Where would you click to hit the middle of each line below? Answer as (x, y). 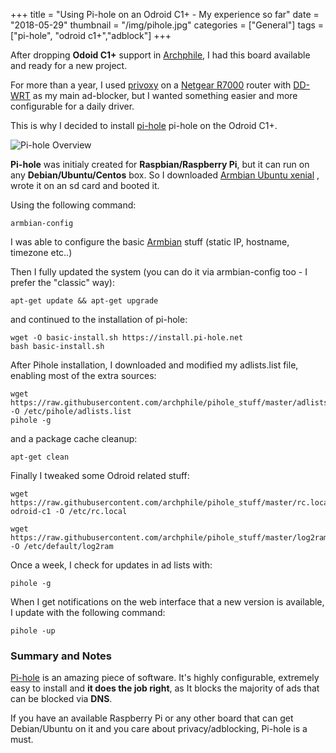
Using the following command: (73, 205)
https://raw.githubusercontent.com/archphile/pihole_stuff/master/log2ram (169, 538)
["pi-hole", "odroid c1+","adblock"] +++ (91, 35)
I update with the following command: (88, 612)
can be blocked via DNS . (61, 699)
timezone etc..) (41, 252)
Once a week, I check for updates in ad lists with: (111, 565)
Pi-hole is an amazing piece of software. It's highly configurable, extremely (165, 678)
